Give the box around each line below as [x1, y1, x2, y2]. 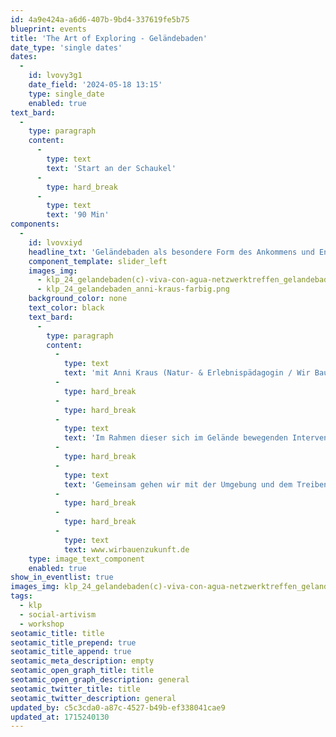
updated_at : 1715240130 [10, 712, 110, 722]
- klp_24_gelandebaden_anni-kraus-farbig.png [36, 284, 230, 295]
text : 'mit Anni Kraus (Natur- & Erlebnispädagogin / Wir [63, 368, 311, 378]
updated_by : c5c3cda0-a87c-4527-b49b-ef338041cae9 [10, 702, 226, 713]
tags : [10, 591, 33, 601]
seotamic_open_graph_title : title [10, 666, 155, 676]
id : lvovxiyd [28, 237, 83, 248]
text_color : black [28, 303, 105, 313]
